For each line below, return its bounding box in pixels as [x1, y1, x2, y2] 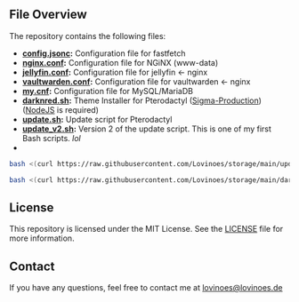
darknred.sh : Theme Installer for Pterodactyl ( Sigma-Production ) [21, 95, 263, 106]
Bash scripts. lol [21, 132, 82, 143]
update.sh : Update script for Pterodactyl [21, 114, 173, 124]
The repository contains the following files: [9, 30, 166, 41]
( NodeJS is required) [21, 104, 100, 115]
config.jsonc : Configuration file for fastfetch [21, 48, 186, 59]
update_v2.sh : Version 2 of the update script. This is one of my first [21, 123, 271, 134]
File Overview [9, 7, 87, 22]
